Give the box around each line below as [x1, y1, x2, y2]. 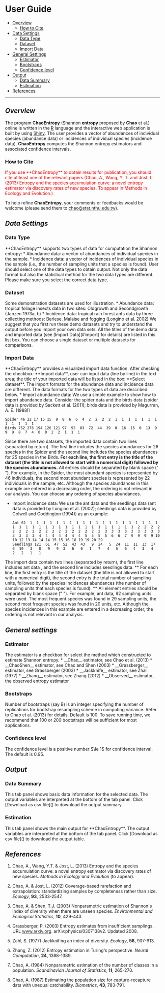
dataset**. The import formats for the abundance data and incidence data [5, 381, 154, 387]
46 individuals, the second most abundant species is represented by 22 [5, 475, 150, 481]
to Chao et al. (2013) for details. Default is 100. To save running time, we [5, 712, 151, 718]
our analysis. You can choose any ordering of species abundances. [5, 491, 141, 497]
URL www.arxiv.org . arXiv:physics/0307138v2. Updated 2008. [12, 928, 138, 934]
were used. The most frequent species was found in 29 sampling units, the [5, 596, 157, 602]
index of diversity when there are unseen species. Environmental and [12, 908, 153, 914]
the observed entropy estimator [5, 678, 69, 684]
